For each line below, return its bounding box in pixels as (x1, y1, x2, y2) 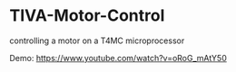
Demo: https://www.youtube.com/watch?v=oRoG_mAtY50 (9, 52, 227, 63)
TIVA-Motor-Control (9, 5, 165, 26)
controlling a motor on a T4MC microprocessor (9, 35, 185, 46)
